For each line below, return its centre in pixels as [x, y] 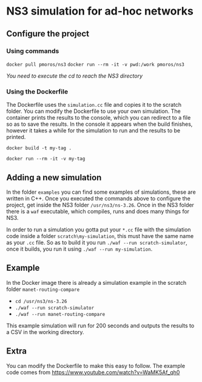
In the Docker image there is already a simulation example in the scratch [96, 282]
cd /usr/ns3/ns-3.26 [41, 301]
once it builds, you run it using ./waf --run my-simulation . [79, 249]
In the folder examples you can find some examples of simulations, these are [101, 192]
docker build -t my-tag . [39, 148]
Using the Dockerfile [37, 91]
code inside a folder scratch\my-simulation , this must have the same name [100, 236]
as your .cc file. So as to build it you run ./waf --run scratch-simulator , [97, 242]
